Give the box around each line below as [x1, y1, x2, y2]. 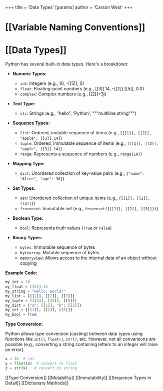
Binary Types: [12, 235, 42, 241]
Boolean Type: [12, 215, 43, 221]
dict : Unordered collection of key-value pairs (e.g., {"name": [19, 170, 144, 176]
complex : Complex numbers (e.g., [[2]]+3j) [19, 91, 106, 97]
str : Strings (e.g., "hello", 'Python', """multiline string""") [19, 110, 136, 116]
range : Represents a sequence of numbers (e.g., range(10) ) [19, 151, 142, 157]
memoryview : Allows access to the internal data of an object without [19, 255, 157, 261]
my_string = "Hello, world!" [5, 289, 66, 294]
